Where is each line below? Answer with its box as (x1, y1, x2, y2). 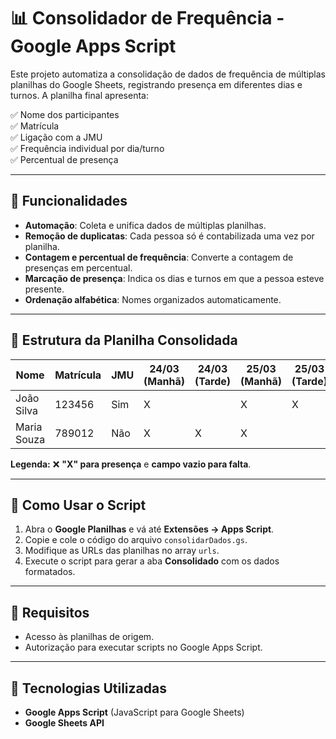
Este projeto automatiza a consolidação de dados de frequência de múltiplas (10, 68, 326, 80)
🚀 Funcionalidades (10, 193, 128, 210)
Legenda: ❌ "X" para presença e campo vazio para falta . (10, 458, 252, 470)
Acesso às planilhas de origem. (24, 631, 155, 643)
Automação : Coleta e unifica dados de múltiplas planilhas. (24, 219, 267, 231)
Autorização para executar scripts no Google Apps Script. (24, 641, 263, 654)
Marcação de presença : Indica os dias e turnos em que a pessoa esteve (24, 272, 325, 284)
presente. (24, 283, 65, 295)
